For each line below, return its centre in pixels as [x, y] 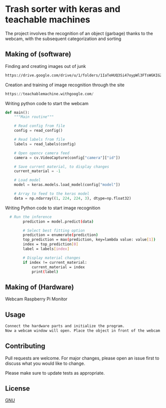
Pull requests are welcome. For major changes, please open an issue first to [82, 358]
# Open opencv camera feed [42, 153]
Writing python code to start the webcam [47, 103]
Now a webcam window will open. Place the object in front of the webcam [83, 331]
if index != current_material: [55, 262]
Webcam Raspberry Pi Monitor [36, 299]
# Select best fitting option [54, 231]
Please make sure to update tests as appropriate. [55, 373]
